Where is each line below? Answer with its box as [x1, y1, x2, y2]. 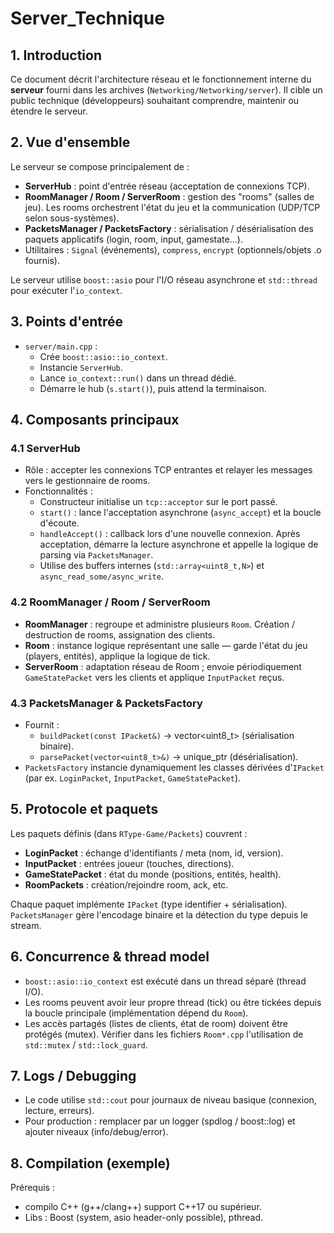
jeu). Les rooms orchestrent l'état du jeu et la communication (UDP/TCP [24, 201, 321, 213]
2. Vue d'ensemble [10, 134, 131, 151]
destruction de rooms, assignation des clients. [24, 628, 216, 641]
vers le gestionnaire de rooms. [24, 475, 151, 487]
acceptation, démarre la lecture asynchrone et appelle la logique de [39, 538, 319, 551]
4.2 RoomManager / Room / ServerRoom [10, 595, 211, 609]
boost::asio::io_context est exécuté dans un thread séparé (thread [24, 975, 307, 987]
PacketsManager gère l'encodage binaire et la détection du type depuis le [10, 908, 308, 921]
